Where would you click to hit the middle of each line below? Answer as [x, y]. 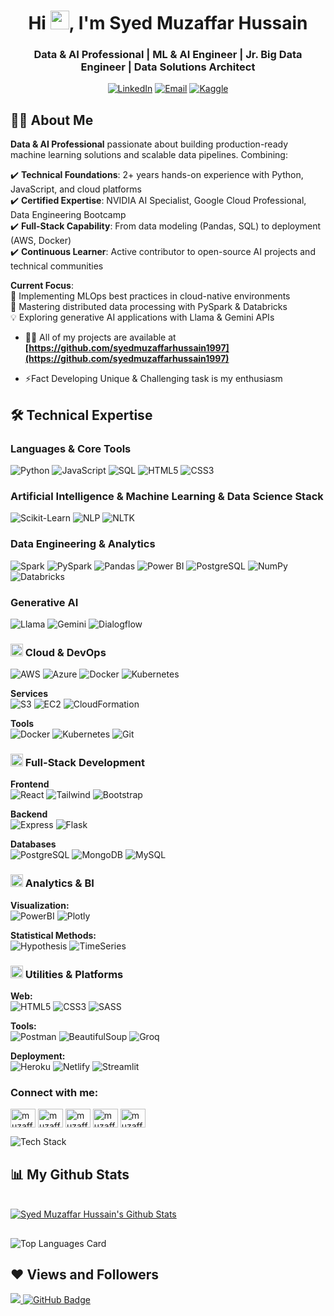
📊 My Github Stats [70, 1174]
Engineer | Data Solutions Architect [168, 67]
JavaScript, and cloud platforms [76, 189]
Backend [29, 814]
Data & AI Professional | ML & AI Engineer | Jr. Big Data [168, 55]
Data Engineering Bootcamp [68, 215]
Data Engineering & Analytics [83, 544]
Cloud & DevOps [65, 652]
